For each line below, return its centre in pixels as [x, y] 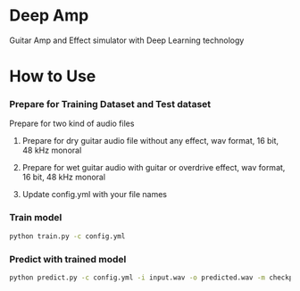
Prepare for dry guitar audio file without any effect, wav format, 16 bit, [150, 141]
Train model [36, 218]
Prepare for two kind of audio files [72, 124]
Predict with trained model [68, 259]
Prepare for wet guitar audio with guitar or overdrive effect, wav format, [154, 168]
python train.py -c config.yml [67, 236]
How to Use [53, 76]
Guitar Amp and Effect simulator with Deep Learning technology [127, 40]
